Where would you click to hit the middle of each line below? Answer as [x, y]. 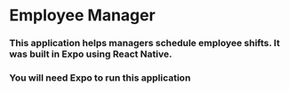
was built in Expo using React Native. [91, 54]
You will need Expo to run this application [100, 78]
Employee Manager [82, 15]
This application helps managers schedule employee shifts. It [144, 43]
